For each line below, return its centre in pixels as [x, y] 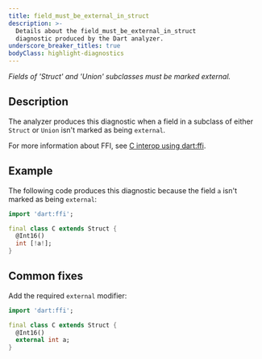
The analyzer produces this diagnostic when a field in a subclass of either [131, 121]
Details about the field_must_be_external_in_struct [106, 31]
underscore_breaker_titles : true [64, 46]
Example [31, 171]
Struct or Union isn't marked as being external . [87, 129]
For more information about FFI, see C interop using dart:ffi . [107, 146]
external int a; [43, 340]
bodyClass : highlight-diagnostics [67, 53]
